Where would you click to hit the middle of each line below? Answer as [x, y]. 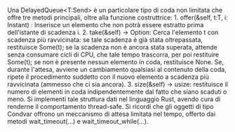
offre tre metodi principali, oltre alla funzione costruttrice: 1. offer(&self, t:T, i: [117, 17]
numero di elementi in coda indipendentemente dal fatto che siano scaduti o [117, 91]
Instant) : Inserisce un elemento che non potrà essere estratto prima [106, 25]
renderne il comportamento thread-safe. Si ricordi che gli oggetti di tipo [110, 107]
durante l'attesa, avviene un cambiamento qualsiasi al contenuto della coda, [117, 69]
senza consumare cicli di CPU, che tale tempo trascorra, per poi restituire [113, 54]
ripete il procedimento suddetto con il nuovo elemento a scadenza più [108, 77]
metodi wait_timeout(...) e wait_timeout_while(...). [78, 121]
